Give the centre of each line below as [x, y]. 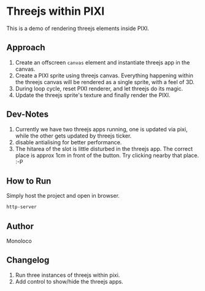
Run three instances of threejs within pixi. [68, 275]
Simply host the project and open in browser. [63, 196]
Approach [26, 48]
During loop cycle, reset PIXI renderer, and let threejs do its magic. [99, 88]
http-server [21, 207]
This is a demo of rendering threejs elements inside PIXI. [78, 28]
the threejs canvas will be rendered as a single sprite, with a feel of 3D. [105, 82]
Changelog [28, 260]
